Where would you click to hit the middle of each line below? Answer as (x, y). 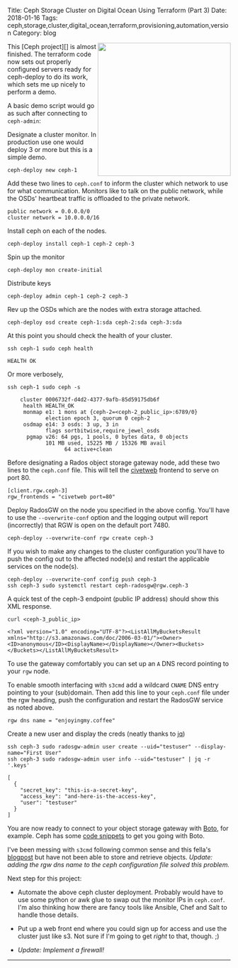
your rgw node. (29, 671)
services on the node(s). (43, 566)
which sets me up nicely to (46, 84)
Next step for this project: (45, 879)
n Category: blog (32, 33)
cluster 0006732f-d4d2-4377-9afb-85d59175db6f (90, 400)
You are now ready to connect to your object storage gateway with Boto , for (118, 828)
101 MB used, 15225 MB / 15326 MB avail (106, 443)
